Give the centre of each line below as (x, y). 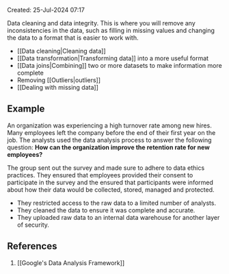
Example (26, 109)
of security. (33, 225)
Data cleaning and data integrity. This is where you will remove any (102, 23)
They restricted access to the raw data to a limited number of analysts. (117, 203)
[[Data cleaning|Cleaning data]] (61, 51)
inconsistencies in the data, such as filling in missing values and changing (111, 30)
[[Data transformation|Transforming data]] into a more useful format (113, 58)
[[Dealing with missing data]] (58, 87)
